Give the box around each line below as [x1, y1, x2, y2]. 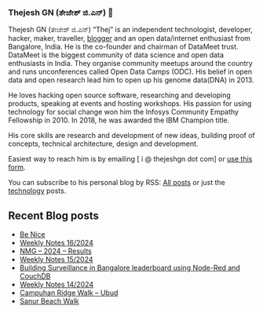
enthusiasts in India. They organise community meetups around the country [8, 59, 253, 68]
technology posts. [8, 186, 67, 195]
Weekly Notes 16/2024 [19, 238, 94, 248]
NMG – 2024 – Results [19, 246, 92, 256]
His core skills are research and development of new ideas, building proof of [8, 131, 255, 140]
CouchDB [19, 271, 51, 281]
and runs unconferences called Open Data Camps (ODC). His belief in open [8, 67, 253, 77]
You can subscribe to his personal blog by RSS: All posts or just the [8, 178, 226, 187]
